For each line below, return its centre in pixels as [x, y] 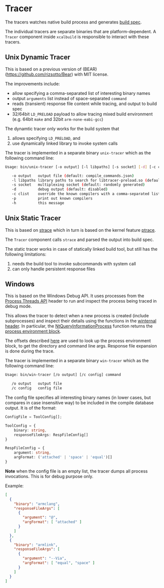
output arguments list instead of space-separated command [69, 98]
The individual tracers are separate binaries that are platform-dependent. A [81, 31]
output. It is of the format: [31, 408]
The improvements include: [32, 84]
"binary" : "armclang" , [37, 504]
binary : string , [31, 430]
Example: [14, 486]
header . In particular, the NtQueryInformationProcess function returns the [79, 326]
